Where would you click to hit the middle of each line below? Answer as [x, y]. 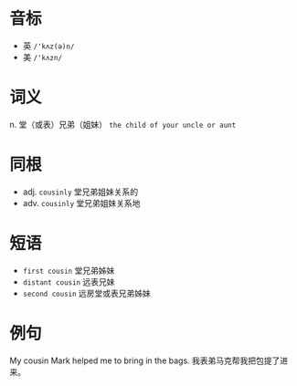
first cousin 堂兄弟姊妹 [69, 270]
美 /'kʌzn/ [42, 57]
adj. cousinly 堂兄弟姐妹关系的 [80, 192]
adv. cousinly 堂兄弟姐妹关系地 [81, 203]
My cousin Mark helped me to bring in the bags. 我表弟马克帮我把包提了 [145, 360]
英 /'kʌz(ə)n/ [48, 46]
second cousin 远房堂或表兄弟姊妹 [86, 293]
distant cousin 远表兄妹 [69, 282]
